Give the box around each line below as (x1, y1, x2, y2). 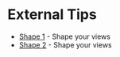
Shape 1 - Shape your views (18, 32, 110, 41)
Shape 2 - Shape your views (18, 40, 112, 49)
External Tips (7, 6, 97, 24)
